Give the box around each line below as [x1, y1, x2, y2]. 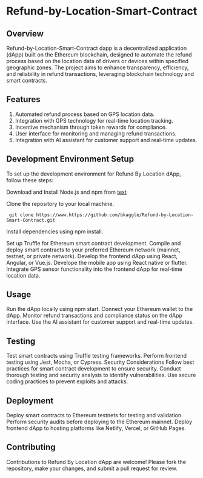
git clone [8, 211, 34, 218]
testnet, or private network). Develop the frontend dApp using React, [6, 252, 178, 259]
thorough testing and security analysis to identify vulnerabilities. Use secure [6, 372, 196, 379]
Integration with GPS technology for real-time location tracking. [15, 117, 174, 124]
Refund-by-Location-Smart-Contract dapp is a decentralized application [6, 44, 187, 52]
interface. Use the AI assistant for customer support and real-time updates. [6, 318, 194, 326]
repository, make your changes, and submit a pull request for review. [6, 465, 178, 472]
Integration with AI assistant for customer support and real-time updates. [15, 136, 198, 143]
